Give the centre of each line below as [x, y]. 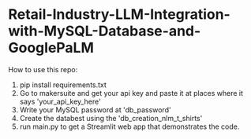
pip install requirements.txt [63, 85]
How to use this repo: [43, 69]
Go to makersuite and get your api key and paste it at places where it [131, 93]
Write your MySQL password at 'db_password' [95, 110]
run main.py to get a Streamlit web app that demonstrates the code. [129, 126]
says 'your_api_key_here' [60, 101]
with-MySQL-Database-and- [105, 31]
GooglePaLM [51, 48]
